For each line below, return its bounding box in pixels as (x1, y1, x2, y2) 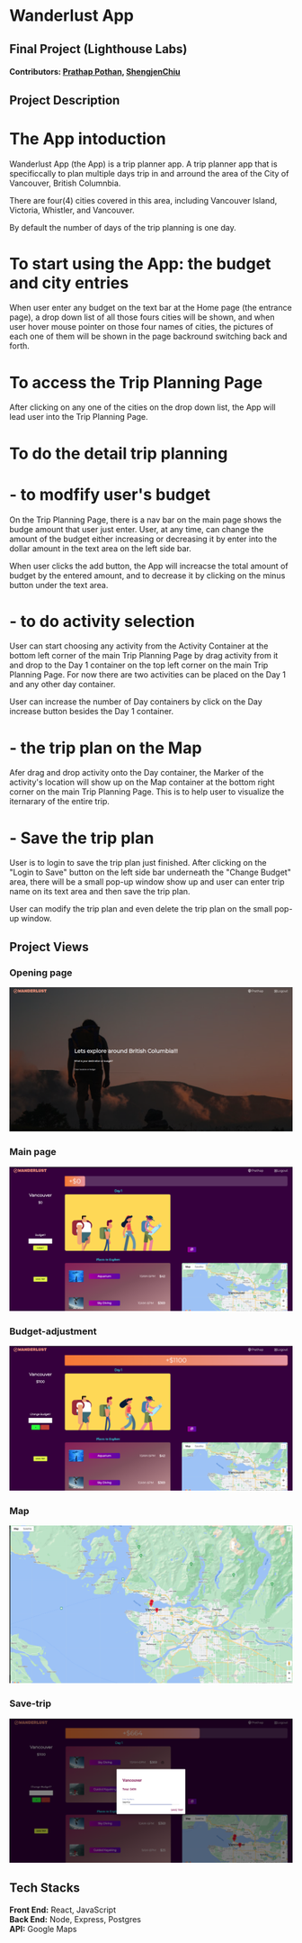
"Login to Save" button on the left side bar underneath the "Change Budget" (9, 867, 292, 878)
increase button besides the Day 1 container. (9, 706, 173, 717)
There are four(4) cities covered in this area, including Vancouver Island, (9, 195, 278, 205)
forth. (9, 340, 30, 351)
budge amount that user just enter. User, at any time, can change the (9, 523, 264, 534)
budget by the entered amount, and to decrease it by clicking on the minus (9, 569, 286, 581)
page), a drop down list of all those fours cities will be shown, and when (9, 312, 275, 322)
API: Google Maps (9, 1923, 77, 1934)
